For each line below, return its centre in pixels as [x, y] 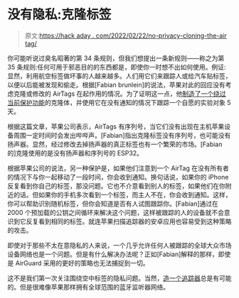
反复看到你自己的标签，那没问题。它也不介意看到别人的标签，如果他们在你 [116, 186]
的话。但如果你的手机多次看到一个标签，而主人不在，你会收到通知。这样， [122, 194]
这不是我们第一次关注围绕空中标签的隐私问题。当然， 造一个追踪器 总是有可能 [119, 278]
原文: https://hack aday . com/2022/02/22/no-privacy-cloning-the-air [126, 35]
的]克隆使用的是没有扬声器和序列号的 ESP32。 [75, 153]
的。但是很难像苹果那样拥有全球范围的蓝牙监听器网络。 [88, 287]
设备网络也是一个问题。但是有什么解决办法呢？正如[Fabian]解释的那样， [113, 254]
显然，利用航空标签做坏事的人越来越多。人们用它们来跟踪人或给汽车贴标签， [119, 76]
